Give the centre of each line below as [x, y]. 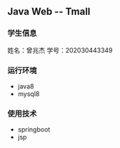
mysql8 [29, 94]
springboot [34, 129]
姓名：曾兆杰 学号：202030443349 [60, 50]
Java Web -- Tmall [49, 12]
